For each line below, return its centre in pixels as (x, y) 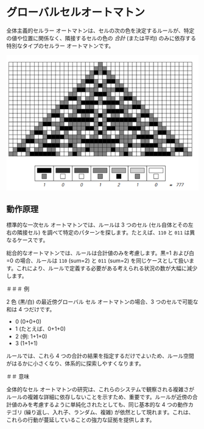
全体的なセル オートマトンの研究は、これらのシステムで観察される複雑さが (100, 389)
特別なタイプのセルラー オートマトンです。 (60, 46)
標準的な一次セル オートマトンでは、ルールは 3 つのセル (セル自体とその (97, 225)
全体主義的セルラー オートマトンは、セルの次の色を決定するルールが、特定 (100, 30)
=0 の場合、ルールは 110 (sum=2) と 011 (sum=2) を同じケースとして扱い (98, 261)
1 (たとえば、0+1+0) (40, 329)
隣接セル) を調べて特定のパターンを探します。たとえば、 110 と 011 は (103, 233)
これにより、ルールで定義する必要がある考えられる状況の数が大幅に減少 (107, 268)
